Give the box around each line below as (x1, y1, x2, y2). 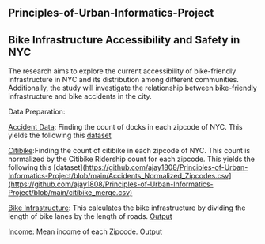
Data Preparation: (8, 107, 66, 117)
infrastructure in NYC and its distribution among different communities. (8, 75, 240, 84)
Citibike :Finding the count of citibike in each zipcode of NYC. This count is (8, 146, 251, 156)
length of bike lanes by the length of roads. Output (8, 212, 172, 221)
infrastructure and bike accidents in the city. (8, 92, 152, 101)
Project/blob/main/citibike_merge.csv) (8, 188, 133, 197)
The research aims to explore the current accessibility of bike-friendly (8, 66, 237, 76)
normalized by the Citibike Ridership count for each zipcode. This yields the (8, 154, 256, 164)
